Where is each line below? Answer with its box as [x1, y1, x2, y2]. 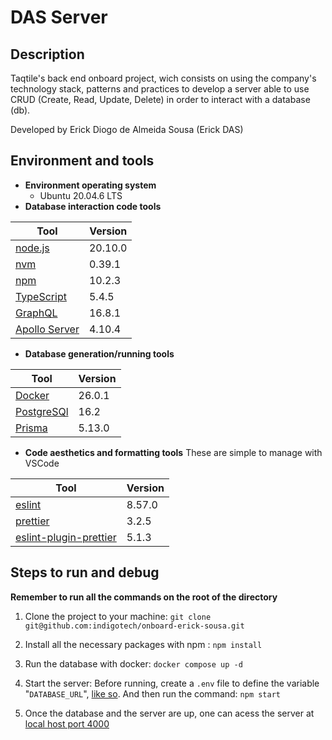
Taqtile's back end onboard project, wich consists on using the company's [10, 72, 317, 84]
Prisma [15, 421, 48, 435]
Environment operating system [24, 179, 157, 191]
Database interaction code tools [24, 200, 162, 212]
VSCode [24, 457, 60, 469]
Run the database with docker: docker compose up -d [24, 657, 243, 670]
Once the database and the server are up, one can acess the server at [24, 707, 315, 719]
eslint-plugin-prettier [15, 530, 117, 544]
